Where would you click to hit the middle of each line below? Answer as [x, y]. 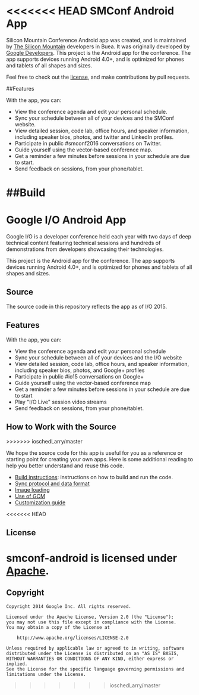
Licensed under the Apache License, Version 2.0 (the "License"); [90, 617]
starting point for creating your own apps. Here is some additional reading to [99, 459]
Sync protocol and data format [52, 483]
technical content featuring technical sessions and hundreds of [83, 243]
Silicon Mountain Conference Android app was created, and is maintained [96, 40]
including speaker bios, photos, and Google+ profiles [80, 370]
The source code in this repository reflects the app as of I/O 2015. [87, 306]
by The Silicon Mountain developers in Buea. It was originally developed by [98, 46]
